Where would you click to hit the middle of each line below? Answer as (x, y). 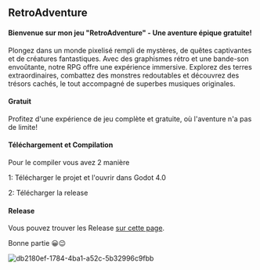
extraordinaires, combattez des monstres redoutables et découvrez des (124, 75)
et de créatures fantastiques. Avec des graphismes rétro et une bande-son (128, 59)
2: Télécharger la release (48, 193)
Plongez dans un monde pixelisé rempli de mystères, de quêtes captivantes (130, 50)
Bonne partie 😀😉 (37, 243)
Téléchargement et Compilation (61, 145)
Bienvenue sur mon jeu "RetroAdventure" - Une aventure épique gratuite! (130, 32)
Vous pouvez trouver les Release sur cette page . (87, 228)
